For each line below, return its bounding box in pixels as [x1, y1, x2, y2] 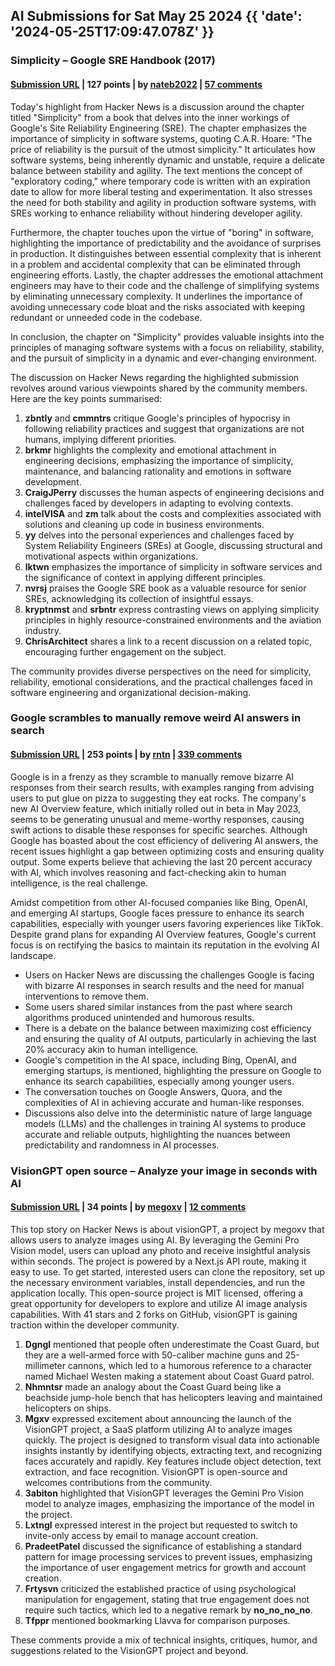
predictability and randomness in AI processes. [24, 1139, 220, 1151]
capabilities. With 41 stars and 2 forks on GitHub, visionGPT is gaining [10, 1308, 298, 1320]
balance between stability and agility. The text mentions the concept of [10, 164, 303, 176]
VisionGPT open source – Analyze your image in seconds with [10, 1164, 318, 1178]
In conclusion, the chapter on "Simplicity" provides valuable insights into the [10, 330, 325, 343]
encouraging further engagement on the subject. [24, 645, 227, 658]
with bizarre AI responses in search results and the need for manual [24, 979, 305, 991]
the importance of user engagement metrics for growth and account [24, 1561, 307, 1573]
